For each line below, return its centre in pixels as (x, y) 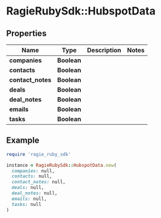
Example (23, 141)
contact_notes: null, (39, 182)
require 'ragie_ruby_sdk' (38, 154)
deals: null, (28, 188)
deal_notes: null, (35, 193)
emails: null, (29, 199)
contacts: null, (32, 176)
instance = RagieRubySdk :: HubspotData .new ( (62, 165)
